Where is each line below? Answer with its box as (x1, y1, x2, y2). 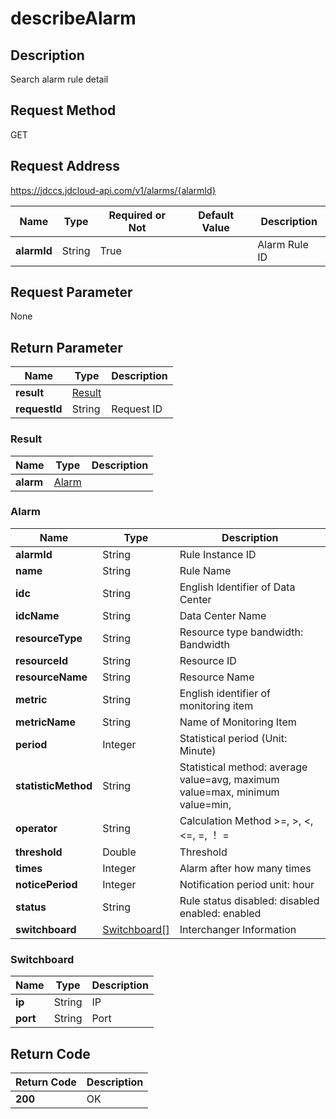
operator (15, 821, 58, 835)
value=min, (179, 797, 232, 811)
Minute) (179, 743, 217, 757)
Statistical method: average (179, 760, 308, 774)
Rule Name (179, 563, 232, 577)
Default (198, 208, 235, 222)
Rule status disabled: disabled (179, 893, 320, 907)
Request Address (10, 158, 121, 175)
